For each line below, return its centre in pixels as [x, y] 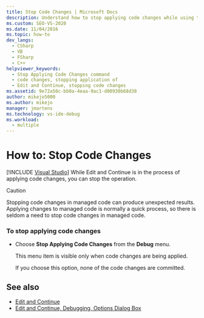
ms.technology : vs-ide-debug [43, 114]
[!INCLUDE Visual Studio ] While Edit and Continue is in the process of [93, 172]
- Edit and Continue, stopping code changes [69, 86]
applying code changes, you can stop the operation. [72, 179]
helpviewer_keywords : [34, 69]
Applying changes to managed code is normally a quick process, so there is [101, 209]
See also [23, 287]
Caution [16, 191]
